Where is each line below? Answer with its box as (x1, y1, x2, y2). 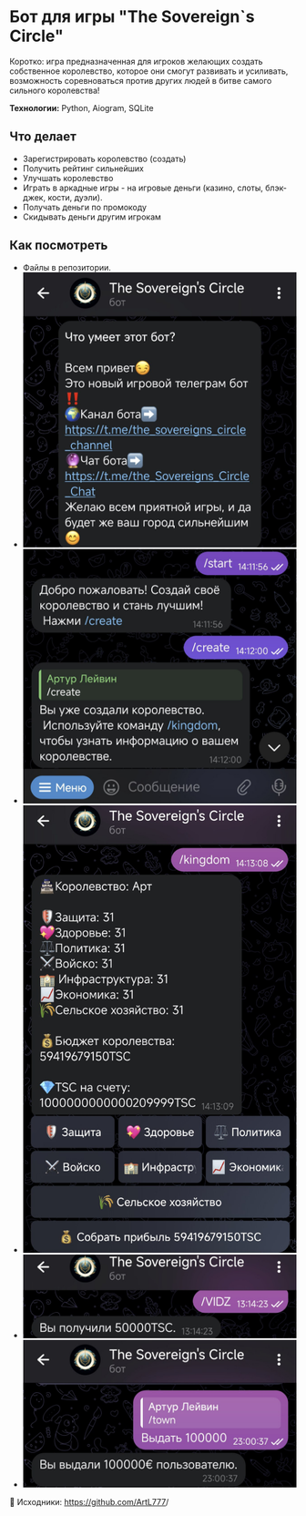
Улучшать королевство (22, 172, 114, 183)
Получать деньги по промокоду (22, 201, 148, 212)
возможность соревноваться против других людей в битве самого (9, 75, 272, 86)
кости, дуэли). (47, 191, 103, 202)
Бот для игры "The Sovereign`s (9, 6, 255, 27)
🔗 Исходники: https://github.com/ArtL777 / (9, 1497, 169, 1508)
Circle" (9, 26, 64, 46)
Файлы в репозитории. (22, 261, 112, 272)
